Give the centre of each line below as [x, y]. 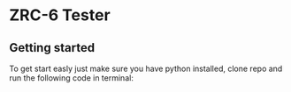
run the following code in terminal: [72, 78]
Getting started [52, 48]
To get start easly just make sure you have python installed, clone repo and [146, 68]
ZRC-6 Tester [60, 15]
